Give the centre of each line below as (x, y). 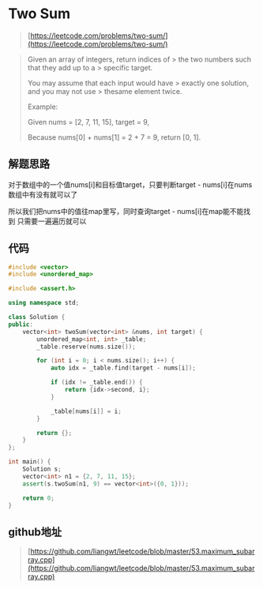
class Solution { (37, 317)
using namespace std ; (44, 303)
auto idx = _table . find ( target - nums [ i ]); (123, 368)
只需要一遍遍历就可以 (52, 221)
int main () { (30, 462)
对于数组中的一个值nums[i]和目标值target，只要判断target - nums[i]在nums (130, 184)
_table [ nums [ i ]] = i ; (86, 411)
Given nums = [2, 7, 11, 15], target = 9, (88, 122)
